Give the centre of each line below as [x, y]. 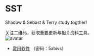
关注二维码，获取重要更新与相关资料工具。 [48, 32]
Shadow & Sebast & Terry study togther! [46, 22]
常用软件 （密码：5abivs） [39, 48]
